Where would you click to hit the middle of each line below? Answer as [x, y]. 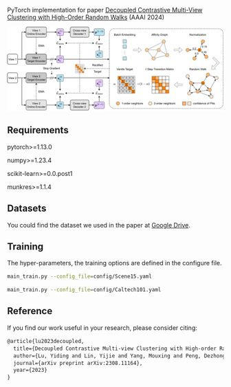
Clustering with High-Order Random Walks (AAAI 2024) [86, 17]
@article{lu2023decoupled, [46, 341]
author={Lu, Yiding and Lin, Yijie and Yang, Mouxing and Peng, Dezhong [120, 356]
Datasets [27, 209]
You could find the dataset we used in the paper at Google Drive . [99, 225]
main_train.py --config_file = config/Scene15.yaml [80, 277]
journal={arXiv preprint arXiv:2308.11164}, [78, 363]
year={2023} [31, 371]
